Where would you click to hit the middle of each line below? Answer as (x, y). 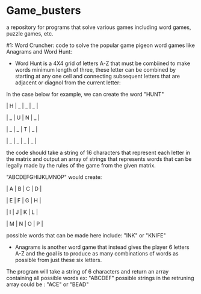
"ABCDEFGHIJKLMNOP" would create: (54, 177)
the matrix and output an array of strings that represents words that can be (99, 159)
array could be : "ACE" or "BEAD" (48, 284)
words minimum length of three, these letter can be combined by (95, 69)
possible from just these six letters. (58, 260)
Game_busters (44, 11)
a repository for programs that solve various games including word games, (99, 27)
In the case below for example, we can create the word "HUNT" (85, 94)
